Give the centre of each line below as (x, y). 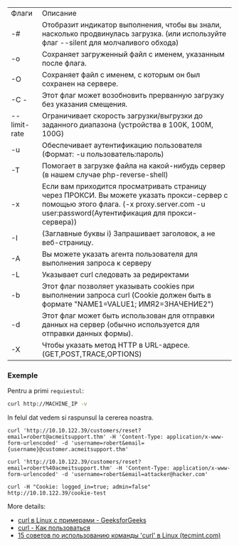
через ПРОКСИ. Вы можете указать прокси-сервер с (135, 195)
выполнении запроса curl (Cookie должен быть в (127, 295)
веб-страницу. (68, 242)
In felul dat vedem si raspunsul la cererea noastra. (81, 418)
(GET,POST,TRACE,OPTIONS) (92, 354)
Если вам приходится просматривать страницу (124, 186)
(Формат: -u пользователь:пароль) (103, 154)
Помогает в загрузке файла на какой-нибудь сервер (133, 166)
